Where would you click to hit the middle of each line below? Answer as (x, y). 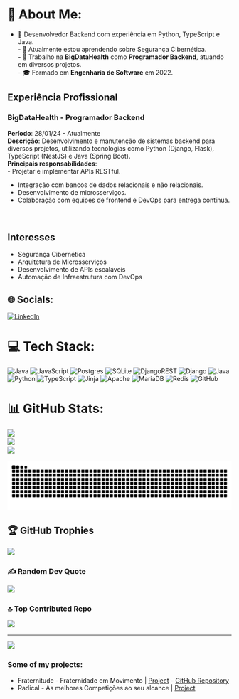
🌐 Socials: (31, 299)
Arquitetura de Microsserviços (62, 262)
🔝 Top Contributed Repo (50, 609)
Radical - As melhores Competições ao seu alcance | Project (106, 688)
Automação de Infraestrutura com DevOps (80, 277)
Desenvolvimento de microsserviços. (72, 192)
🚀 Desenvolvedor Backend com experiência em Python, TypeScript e (119, 34)
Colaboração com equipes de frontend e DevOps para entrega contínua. (123, 200)
